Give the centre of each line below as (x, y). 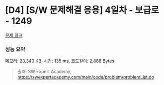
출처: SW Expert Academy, (44, 72)
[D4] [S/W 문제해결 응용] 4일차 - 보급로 (82, 10)
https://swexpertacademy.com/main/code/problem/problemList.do (86, 77)
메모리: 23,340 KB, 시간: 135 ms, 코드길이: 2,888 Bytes (60, 61)
